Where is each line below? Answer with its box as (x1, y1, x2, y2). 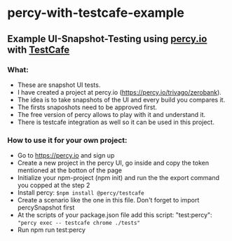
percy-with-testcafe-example (7, 5, 184, 21)
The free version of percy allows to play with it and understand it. (17, 110, 206, 118)
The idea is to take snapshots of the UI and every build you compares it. (17, 95, 226, 104)
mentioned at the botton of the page (17, 166, 123, 174)
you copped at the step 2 (17, 181, 90, 190)
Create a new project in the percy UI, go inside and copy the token (17, 159, 209, 167)
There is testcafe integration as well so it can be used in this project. (17, 118, 215, 126)
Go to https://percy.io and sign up (17, 151, 115, 160)
